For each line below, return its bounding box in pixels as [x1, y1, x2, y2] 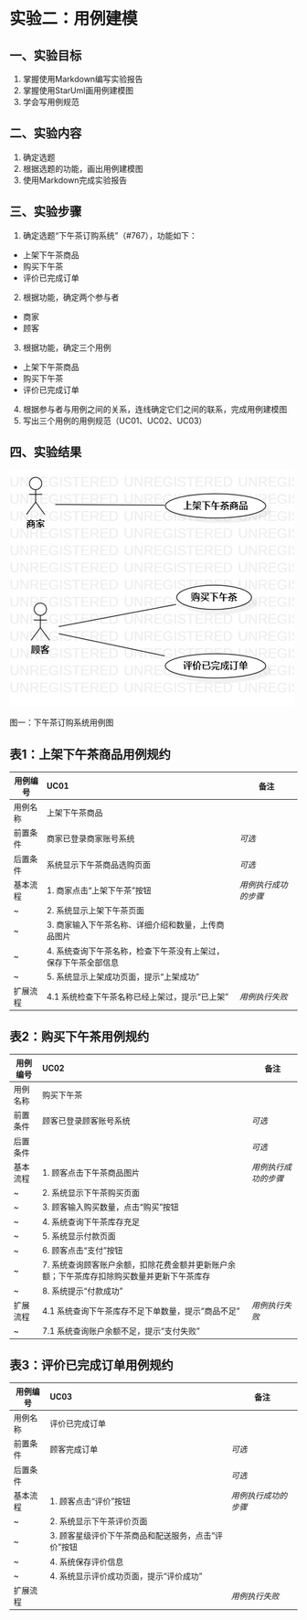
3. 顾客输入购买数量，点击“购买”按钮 [42, 1201, 180, 1212]
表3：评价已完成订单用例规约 [9, 1357, 174, 1372]
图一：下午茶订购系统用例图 [9, 717, 114, 728]
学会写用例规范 [22, 97, 79, 107]
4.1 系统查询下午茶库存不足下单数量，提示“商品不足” [42, 1305, 240, 1316]
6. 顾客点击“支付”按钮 [42, 1245, 123, 1256]
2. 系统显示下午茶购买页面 [42, 1188, 140, 1199]
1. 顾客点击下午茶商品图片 [42, 1167, 140, 1178]
